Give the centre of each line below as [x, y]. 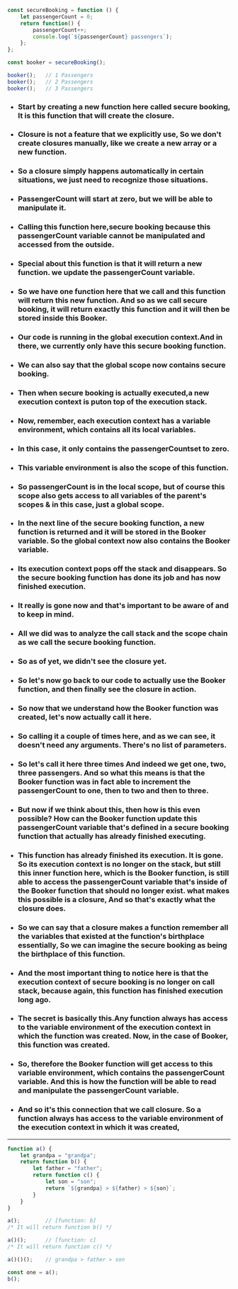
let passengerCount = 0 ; [57, 17]
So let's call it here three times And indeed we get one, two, [122, 764]
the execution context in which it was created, [99, 1127]
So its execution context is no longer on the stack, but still [119, 864]
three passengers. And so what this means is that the [111, 772]
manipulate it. [42, 208]
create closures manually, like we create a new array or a [117, 143]
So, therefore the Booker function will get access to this [115, 1064]
